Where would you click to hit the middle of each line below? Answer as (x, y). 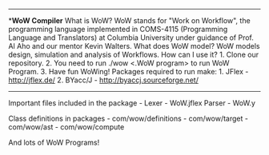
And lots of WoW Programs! (54, 142)
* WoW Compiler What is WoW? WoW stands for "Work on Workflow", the (129, 20)
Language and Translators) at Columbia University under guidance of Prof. (131, 38)
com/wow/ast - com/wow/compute (66, 127)
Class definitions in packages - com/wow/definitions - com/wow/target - (128, 118)
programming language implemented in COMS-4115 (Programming (118, 29)
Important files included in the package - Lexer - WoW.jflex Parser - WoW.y (132, 103)
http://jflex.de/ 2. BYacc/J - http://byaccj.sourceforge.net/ (103, 80)
